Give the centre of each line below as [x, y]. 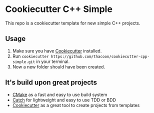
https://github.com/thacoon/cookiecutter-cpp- [100, 56]
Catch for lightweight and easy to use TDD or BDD [64, 100]
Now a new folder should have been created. [59, 66]
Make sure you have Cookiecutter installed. [57, 50]
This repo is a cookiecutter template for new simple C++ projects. [73, 23]
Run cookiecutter [30, 56]
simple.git [24, 62]
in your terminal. [53, 61]
